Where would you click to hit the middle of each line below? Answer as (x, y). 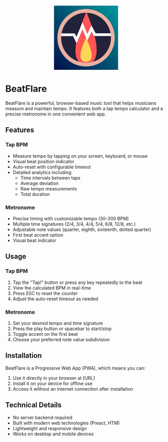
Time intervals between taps (50, 178)
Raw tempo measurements (49, 188)
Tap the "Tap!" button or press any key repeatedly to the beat (77, 282)
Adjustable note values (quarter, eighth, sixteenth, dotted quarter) (82, 229)
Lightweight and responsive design (50, 428)
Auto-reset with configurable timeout (52, 167)
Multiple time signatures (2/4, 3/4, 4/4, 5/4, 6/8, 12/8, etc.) (74, 224)
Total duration (35, 194)
